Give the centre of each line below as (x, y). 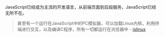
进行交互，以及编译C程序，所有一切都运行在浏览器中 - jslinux (84, 29)
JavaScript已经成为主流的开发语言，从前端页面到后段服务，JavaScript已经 (81, 7)
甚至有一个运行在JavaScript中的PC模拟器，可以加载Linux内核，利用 (86, 23)
